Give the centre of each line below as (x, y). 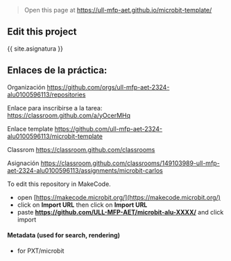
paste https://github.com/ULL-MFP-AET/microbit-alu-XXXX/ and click (120, 212)
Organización (26, 87)
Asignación (23, 163)
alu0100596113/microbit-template (55, 136)
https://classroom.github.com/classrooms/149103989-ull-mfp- (130, 163)
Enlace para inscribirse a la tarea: (55, 108)
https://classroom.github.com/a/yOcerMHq (69, 115)
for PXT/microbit (41, 251)
